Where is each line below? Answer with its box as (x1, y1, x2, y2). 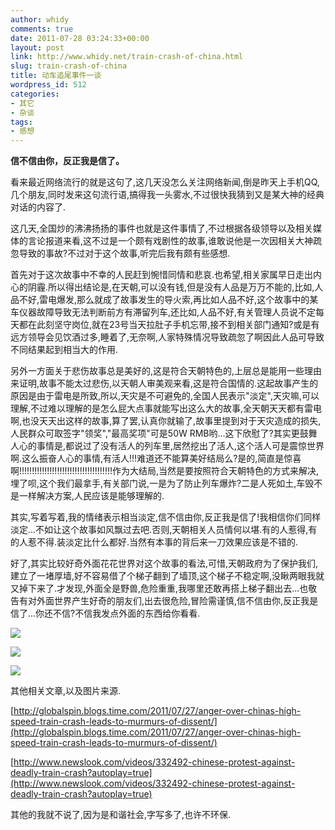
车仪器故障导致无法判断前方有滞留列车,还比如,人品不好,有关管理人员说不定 (10, 306, 317, 318)
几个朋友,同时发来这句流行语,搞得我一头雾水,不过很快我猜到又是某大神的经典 (10, 189, 325, 201)
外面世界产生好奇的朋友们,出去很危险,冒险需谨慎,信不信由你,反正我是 (36, 595, 319, 607)
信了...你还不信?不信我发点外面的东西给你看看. (10, 607, 201, 620)
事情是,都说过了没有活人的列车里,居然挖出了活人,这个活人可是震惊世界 (36, 440, 325, 452)
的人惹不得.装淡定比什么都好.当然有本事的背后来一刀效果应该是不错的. (10, 536, 299, 548)
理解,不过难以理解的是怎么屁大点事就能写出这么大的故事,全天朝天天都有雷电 (10, 402, 323, 415)
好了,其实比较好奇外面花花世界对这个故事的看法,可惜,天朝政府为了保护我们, (10, 557, 319, 570)
